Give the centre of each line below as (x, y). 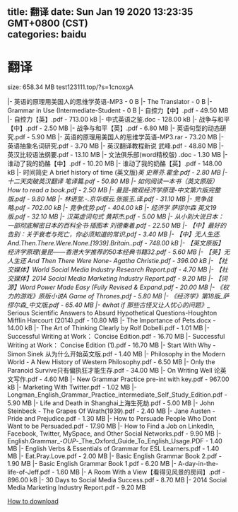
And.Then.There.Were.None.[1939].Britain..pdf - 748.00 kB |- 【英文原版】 (116, 243)
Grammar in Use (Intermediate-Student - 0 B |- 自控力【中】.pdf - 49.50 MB (118, 110)
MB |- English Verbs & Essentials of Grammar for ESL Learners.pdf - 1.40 (113, 449)
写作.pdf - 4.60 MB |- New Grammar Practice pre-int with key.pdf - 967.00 (121, 379)
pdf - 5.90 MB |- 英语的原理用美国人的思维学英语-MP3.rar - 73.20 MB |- (120, 137)
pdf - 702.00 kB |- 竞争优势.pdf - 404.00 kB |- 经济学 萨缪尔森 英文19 (116, 208)
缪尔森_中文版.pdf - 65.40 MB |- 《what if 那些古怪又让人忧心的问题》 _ (109, 305)
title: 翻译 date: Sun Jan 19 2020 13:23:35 (100, 12)
